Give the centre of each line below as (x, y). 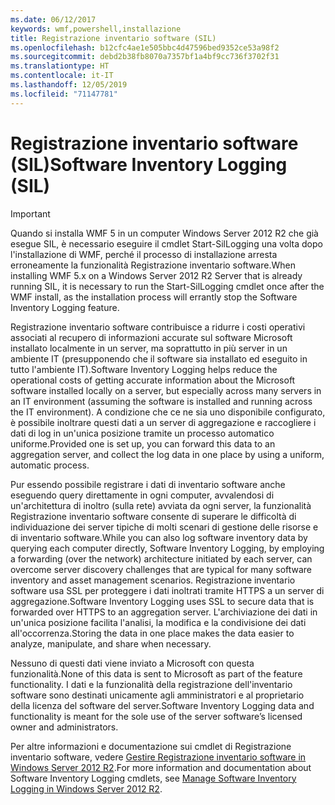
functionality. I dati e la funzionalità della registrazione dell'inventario (151, 684)
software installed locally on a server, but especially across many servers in (166, 390)
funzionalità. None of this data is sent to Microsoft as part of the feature (156, 673)
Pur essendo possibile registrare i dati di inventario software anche (148, 484)
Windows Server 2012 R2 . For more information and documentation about (161, 767)
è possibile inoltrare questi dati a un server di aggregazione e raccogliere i (163, 422)
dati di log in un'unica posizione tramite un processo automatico (142, 433)
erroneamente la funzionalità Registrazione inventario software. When (153, 265)
